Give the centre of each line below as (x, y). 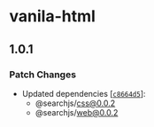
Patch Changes (43, 75)
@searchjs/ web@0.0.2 (77, 112)
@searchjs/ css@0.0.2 (75, 103)
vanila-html (52, 16)
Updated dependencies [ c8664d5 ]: (84, 93)
